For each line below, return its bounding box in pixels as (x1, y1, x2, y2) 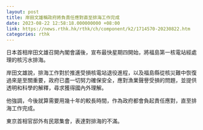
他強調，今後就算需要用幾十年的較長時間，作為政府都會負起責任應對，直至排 (6, 97, 197, 105)
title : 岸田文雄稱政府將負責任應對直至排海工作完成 (6, 15, 120, 21)
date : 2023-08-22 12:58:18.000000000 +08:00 (6, 20, 120, 26)
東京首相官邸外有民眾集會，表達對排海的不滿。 (6, 117, 123, 125)
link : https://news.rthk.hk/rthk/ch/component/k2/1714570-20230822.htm (6, 25, 190, 32)
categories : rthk (6, 31, 50, 37)
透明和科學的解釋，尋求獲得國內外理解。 (6, 84, 107, 91)
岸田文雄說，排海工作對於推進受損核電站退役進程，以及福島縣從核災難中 (6, 69, 186, 76)
